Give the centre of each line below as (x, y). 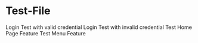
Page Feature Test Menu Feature (46, 33)
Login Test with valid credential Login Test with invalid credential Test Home (99, 27)
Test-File (28, 11)
